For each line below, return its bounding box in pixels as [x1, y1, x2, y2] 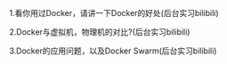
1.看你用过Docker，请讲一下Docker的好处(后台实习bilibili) [9, 8, 220, 18]
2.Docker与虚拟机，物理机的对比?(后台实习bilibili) [9, 27, 191, 37]
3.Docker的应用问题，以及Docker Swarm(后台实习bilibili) [9, 45, 217, 56]
